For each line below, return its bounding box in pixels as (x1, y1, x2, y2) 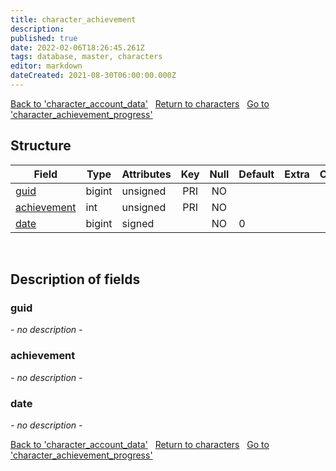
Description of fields (10, 271, 141, 288)
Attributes (121, 167, 172, 181)
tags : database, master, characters (10, 52, 163, 62)
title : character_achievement (10, 14, 137, 25)
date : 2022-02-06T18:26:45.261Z (10, 42, 145, 53)
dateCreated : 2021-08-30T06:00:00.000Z (10, 71, 177, 81)
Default (238, 167, 275, 181)
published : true (10, 33, 78, 43)
